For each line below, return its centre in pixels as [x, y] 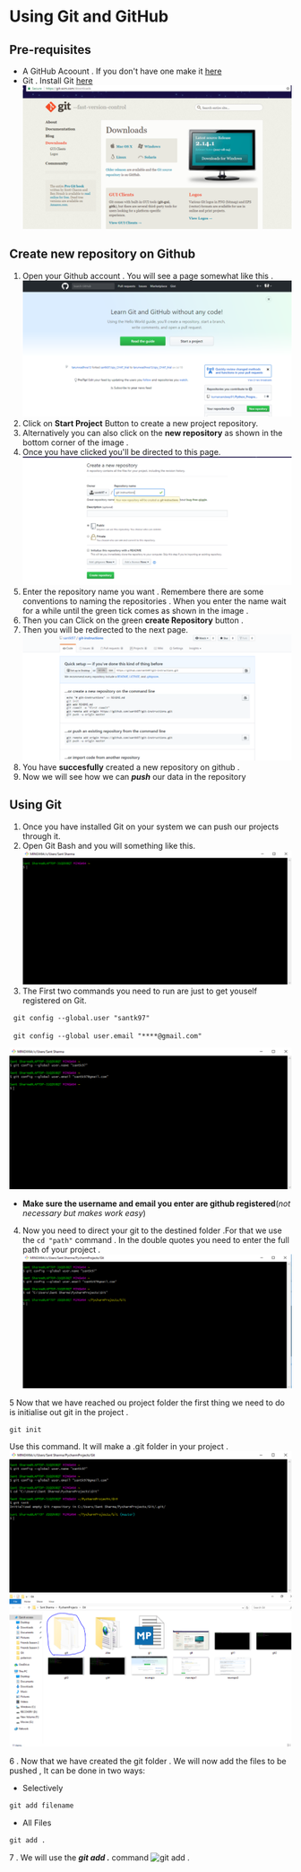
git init [26, 1430]
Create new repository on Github [103, 254]
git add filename [42, 1806]
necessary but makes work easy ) [84, 1213]
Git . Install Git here [57, 81]
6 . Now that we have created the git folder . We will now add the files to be [148, 1762]
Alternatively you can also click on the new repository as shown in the [152, 433]
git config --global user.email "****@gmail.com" [107, 1037]
